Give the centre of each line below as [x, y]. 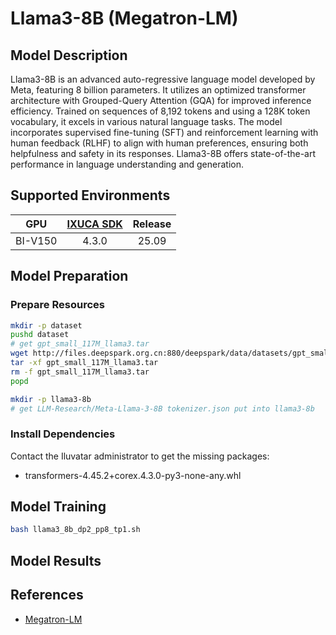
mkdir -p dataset [46, 325]
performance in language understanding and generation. [127, 164]
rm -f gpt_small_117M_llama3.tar [80, 372]
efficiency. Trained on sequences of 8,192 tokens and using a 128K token [160, 111]
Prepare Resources [57, 305]
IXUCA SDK [94, 224]
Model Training [58, 507]
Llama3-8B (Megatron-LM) [124, 18]
